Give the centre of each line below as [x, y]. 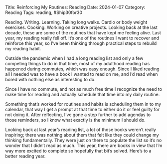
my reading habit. [23, 49]
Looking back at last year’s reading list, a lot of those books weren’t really [81, 130]
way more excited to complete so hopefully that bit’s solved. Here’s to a [78, 151]
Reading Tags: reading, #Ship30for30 [44, 12]
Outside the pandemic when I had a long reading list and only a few [74, 58]
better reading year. [25, 156]
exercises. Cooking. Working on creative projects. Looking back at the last [82, 27]
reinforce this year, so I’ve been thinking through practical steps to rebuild [81, 43]
